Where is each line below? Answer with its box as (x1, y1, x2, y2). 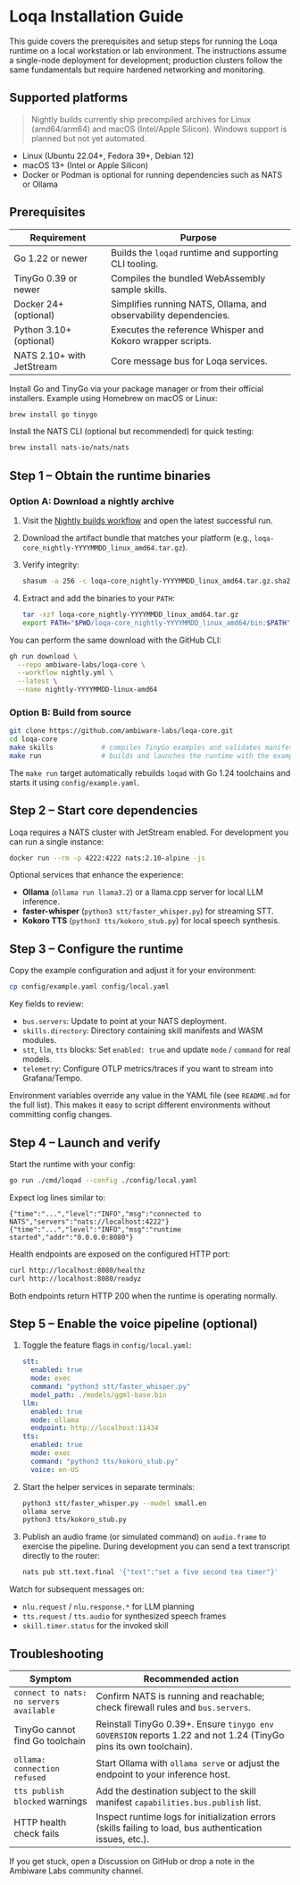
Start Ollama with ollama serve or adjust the (96, 1756, 280, 1769)
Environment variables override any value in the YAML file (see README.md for (9, 1090, 291, 1101)
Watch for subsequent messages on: (9, 1584, 145, 1595)
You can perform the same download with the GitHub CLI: (9, 635, 221, 645)
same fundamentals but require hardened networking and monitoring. (9, 64, 266, 75)
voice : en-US (30, 1465, 79, 1474)
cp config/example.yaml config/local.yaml (9, 982, 170, 991)
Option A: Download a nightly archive (9, 494, 175, 507)
